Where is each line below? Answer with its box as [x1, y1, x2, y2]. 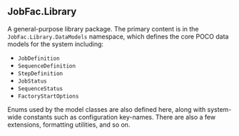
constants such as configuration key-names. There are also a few [23, 113, 216, 121]
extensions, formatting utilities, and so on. [7, 120, 131, 129]
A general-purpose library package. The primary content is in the [7, 24, 199, 33]
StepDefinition [17, 70, 63, 77]
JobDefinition [17, 55, 60, 62]
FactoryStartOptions [17, 93, 79, 100]
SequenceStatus [17, 85, 63, 92]
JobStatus [17, 78, 48, 85]
